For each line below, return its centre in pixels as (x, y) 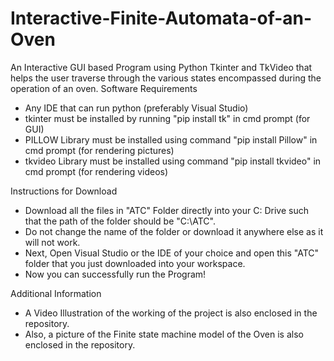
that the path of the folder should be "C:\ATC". (120, 221)
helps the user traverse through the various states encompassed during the (166, 78)
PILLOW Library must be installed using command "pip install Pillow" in (171, 139)
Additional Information (56, 293)
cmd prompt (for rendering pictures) (99, 150)
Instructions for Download (64, 191)
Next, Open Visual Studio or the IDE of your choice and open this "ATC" (172, 253)
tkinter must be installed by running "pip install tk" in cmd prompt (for (167, 118)
